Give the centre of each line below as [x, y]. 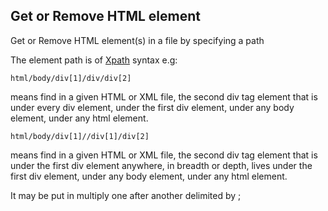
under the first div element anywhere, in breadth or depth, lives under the [161, 165]
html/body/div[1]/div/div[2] [71, 78]
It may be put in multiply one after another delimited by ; [126, 195]
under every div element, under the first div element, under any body [152, 107]
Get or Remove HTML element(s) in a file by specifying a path [137, 40]
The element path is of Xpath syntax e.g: [94, 60]
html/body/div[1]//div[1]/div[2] [80, 136]
